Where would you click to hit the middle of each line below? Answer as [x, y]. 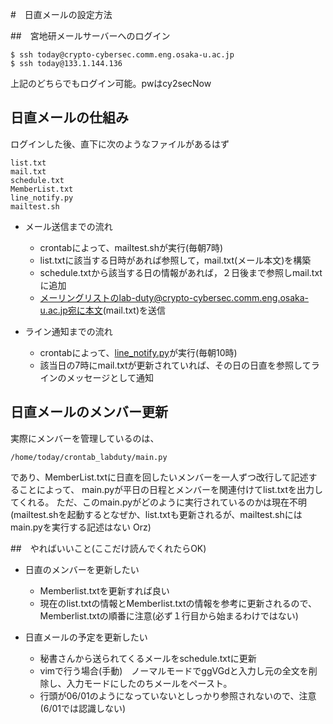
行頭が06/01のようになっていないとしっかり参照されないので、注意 [178, 695]
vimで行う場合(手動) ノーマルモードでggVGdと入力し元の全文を [174, 670]
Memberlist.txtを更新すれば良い [104, 590]
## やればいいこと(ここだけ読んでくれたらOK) [108, 548]
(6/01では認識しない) [83, 708]
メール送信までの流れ [68, 226]
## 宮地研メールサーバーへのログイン [90, 36]
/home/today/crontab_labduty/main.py [89, 457]
